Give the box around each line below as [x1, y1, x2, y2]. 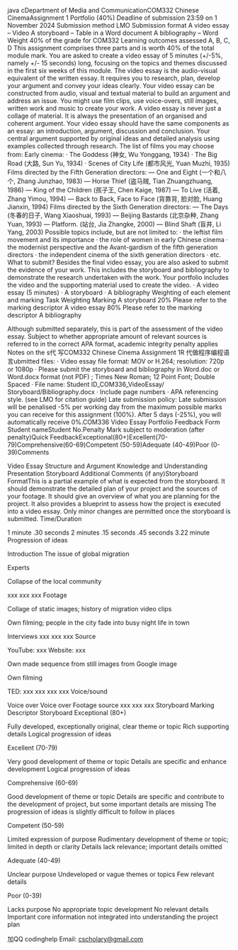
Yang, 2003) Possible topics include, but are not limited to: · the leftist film [7, 228, 223, 236]
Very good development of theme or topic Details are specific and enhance [7, 758, 227, 765]
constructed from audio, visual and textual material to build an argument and [7, 89, 230, 97]
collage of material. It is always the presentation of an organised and [7, 111, 208, 120]
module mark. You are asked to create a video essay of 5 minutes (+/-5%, [7, 51, 223, 60]
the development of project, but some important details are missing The [7, 800, 217, 808]
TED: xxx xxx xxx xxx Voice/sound [7, 687, 108, 695]
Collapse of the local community [7, 577, 102, 585]
